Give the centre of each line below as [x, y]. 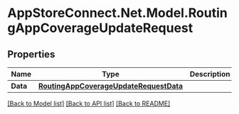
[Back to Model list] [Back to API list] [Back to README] [89, 103]
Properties [31, 54]
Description [210, 74]
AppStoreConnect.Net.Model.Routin [117, 13]
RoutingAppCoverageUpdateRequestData [111, 86]
